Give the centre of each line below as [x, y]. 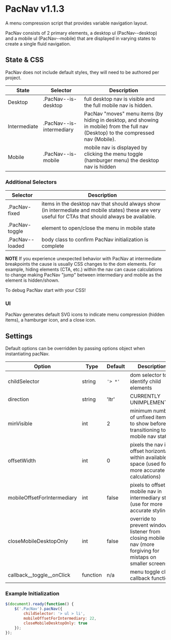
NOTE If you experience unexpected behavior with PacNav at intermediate [83, 259]
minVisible [20, 424]
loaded [16, 246]
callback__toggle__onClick [39, 575]
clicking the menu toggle [113, 154]
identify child [145, 381]
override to [143, 519]
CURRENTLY [145, 396]
